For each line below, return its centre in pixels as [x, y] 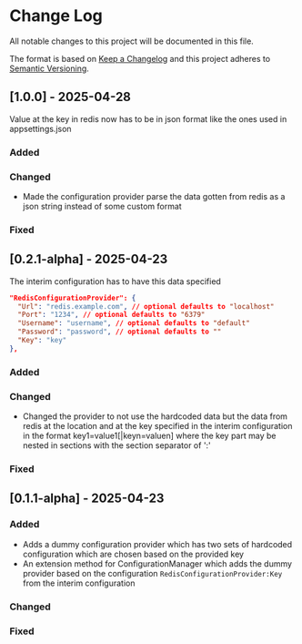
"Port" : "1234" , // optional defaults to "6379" [111, 315]
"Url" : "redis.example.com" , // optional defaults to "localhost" [146, 306]
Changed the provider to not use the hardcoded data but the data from [155, 416]
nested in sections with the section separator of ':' [116, 445]
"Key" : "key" [42, 341]
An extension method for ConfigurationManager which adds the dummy [157, 563]
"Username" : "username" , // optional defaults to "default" [134, 323]
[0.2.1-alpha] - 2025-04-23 [89, 259]
